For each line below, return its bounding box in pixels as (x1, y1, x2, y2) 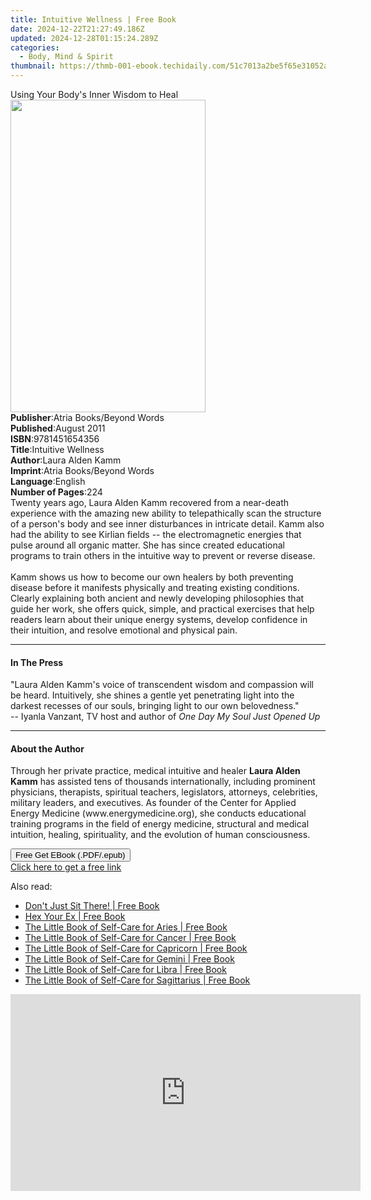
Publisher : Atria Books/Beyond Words (10, 412, 165, 423)
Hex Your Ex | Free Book (24, 911, 126, 923)
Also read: (10, 881, 53, 893)
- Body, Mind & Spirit (19, 52, 114, 62)
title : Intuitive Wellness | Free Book (10, 14, 177, 25)
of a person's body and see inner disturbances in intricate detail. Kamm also (10, 518, 325, 530)
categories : (10, 42, 60, 53)
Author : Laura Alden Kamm (10, 454, 122, 466)
